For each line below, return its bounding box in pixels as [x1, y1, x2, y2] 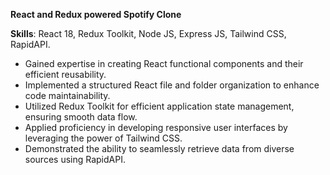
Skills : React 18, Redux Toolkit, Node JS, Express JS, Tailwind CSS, [10, 28, 287, 39]
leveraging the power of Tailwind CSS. [24, 132, 183, 144]
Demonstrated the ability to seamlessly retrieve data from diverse [24, 143, 295, 154]
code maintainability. [24, 90, 111, 101]
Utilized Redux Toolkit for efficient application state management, [24, 100, 295, 112]
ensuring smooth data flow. [24, 111, 138, 123]
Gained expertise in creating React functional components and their [24, 58, 304, 69]
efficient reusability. [24, 69, 107, 80]
